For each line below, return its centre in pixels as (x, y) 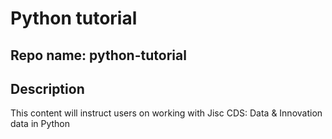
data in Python (40, 124)
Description (47, 88)
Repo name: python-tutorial (98, 55)
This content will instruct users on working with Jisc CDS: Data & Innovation (166, 113)
